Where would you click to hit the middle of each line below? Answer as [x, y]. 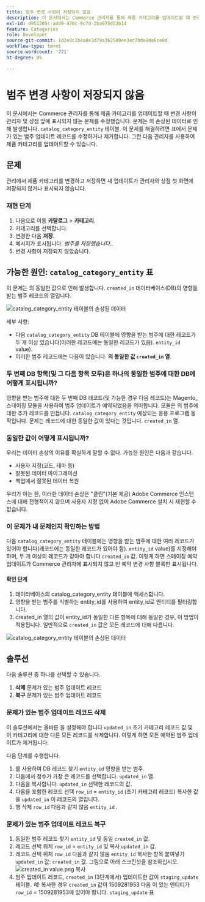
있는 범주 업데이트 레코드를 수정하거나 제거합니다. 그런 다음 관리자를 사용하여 [104, 136]
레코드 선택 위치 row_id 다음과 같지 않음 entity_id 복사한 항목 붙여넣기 [100, 854]
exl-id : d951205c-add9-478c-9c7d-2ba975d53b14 [67, 23]
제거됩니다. [36, 742]
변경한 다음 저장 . [35, 236]
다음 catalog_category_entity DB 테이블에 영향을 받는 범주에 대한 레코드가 [106, 335]
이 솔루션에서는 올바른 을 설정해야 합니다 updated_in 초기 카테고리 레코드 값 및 [100, 727]
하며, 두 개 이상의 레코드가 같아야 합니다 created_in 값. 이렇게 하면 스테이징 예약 [102, 556]
